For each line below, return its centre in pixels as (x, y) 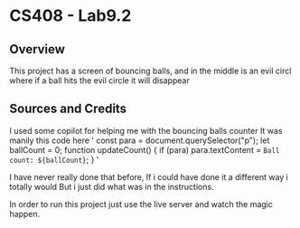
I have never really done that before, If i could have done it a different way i (149, 176)
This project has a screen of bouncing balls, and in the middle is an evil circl (150, 71)
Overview (37, 49)
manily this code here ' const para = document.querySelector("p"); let (140, 140)
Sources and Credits (68, 109)
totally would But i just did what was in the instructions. (112, 186)
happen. (25, 214)
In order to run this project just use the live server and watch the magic (141, 204)
